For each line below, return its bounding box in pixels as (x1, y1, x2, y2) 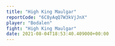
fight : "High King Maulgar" (6, 25, 77, 32)
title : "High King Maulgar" (6, 8, 77, 15)
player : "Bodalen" (6, 20, 52, 26)
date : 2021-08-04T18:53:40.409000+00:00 (6, 31, 110, 37)
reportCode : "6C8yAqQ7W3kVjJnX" (6, 14, 87, 20)
